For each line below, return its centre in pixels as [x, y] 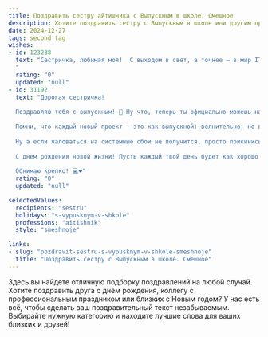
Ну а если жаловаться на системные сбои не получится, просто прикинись [139, 141]
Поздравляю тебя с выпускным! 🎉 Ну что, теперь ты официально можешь [133, 112]
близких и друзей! [39, 324]
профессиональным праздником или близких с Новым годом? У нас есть [134, 299]
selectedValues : [35, 200]
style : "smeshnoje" [48, 230]
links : [19, 245]
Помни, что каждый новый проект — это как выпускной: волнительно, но [135, 127]
